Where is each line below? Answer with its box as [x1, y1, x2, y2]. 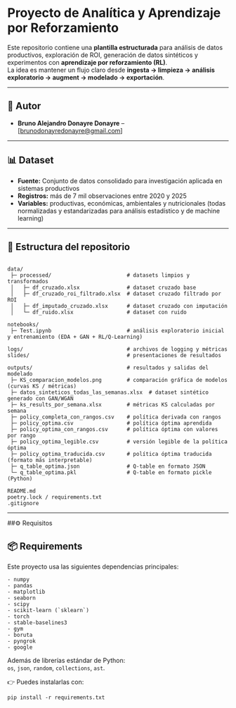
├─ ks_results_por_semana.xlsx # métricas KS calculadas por [10, 402, 216, 409]
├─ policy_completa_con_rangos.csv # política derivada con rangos [10, 414, 221, 421]
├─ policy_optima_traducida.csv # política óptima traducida [10, 451, 212, 458]
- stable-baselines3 [7, 619, 68, 626]
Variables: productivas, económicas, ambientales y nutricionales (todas [17, 199, 226, 207]
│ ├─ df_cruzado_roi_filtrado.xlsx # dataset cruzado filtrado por [10, 290, 221, 297]
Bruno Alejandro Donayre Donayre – [17, 118, 125, 128]
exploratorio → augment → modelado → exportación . [7, 73, 165, 82]
